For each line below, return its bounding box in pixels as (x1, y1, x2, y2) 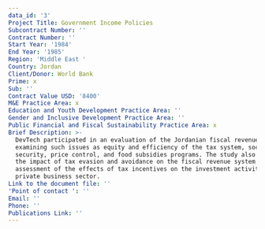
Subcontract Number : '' (8, 26, 87, 34)
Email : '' (8, 194, 41, 202)
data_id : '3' (8, 11, 51, 20)
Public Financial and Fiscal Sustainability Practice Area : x (8, 121, 217, 129)
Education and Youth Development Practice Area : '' (8, 107, 181, 115)
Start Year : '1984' (8, 41, 73, 49)
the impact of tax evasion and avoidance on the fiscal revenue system (15, 158, 256, 166)
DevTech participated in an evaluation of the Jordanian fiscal (15, 135, 231, 144)
